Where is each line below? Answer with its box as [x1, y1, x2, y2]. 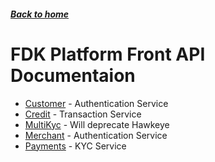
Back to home [10, 8, 70, 20]
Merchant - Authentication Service [24, 129, 168, 141]
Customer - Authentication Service [24, 97, 169, 109]
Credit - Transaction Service [24, 108, 142, 120]
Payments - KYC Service [24, 140, 127, 152]
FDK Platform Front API [10, 43, 206, 65]
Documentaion [10, 64, 136, 87]
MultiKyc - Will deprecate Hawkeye [24, 118, 170, 130]
